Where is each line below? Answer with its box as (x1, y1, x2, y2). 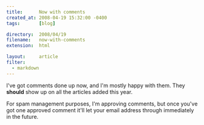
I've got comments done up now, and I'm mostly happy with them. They (6, 82, 185, 89)
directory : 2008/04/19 (6, 31, 67, 37)
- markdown (12, 65, 39, 71)
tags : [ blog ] (6, 20, 56, 26)
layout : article (6, 54, 59, 60)
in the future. (6, 113, 39, 120)
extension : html (6, 43, 50, 49)
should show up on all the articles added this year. (6, 88, 133, 95)
